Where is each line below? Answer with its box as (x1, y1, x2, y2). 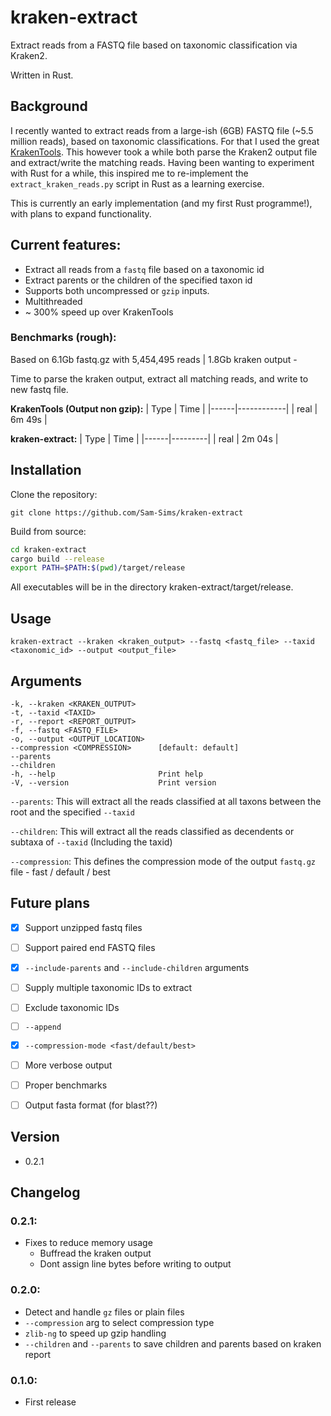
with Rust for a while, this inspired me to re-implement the (10, 167, 249, 179)
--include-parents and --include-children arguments (24, 961, 250, 973)
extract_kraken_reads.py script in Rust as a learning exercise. (10, 177, 265, 190)
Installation (10, 462, 82, 479)
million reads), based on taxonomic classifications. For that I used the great (10, 135, 320, 147)
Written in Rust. (10, 69, 74, 81)
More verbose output (24, 1059, 113, 1071)
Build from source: (10, 525, 87, 537)
